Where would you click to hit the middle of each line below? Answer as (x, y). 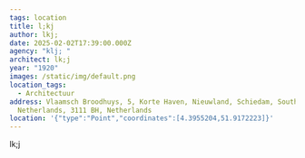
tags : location (38, 18)
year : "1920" (34, 69)
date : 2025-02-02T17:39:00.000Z (70, 43)
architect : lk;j (40, 60)
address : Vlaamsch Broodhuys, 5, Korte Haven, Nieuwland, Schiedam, (142, 102)
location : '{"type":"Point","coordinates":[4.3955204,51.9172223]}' (142, 118)
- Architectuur (46, 93)
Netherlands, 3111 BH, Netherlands (85, 110)
